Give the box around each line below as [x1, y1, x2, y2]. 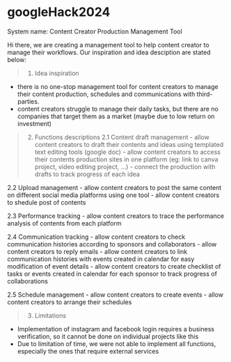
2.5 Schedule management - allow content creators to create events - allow [7, 290, 224, 299]
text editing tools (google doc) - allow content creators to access [34, 148, 221, 156]
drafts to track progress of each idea [34, 170, 141, 178]
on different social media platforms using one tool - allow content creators [7, 191, 220, 199]
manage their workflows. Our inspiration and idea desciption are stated [7, 48, 211, 56]
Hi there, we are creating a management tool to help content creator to [7, 40, 210, 49]
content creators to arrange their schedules [7, 297, 132, 306]
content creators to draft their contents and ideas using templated [34, 140, 224, 148]
